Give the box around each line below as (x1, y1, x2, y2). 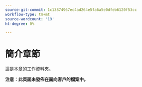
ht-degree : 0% (5, 21, 35, 26)
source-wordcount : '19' (5, 16, 55, 21)
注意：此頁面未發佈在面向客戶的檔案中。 (5, 77, 88, 83)
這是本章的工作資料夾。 (5, 66, 53, 72)
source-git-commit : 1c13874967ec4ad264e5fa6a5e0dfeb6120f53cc (5, 7, 137, 12)
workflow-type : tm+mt (5, 12, 50, 17)
